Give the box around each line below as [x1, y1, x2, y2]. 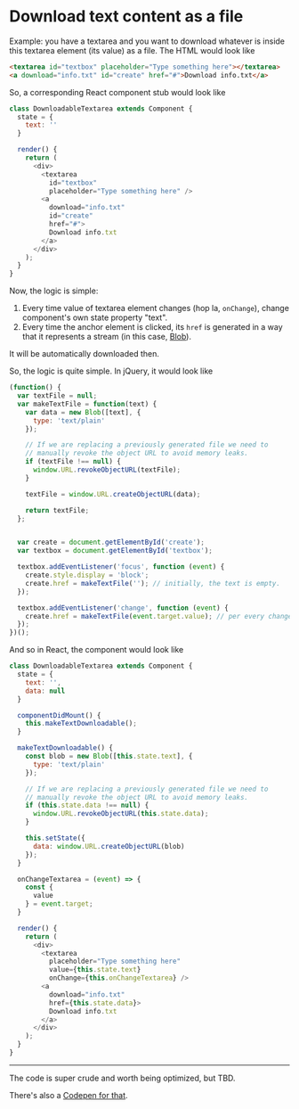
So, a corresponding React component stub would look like [9, 86, 226, 97]
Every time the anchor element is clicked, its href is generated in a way [21, 322, 283, 333]
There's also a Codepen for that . [9, 1089, 128, 1100]
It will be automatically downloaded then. [9, 349, 160, 359]
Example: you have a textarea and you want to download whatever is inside [9, 36, 286, 46]
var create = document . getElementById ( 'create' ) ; [17, 538, 205, 547]
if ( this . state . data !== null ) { [25, 801, 149, 810]
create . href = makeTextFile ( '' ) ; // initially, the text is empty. [25, 579, 280, 587]
